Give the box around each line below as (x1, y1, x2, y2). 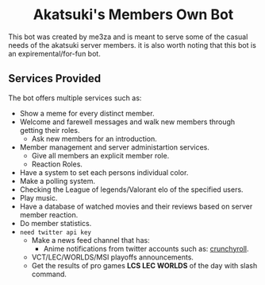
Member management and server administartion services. (19, 142, 210, 152)
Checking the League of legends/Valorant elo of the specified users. (19, 185, 244, 194)
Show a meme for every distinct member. (19, 108, 155, 118)
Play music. (19, 193, 58, 202)
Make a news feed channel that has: (31, 235, 150, 244)
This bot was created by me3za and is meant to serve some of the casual (8, 32, 248, 41)
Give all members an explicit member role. (31, 150, 170, 160)
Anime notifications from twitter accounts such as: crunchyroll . (43, 244, 249, 253)
